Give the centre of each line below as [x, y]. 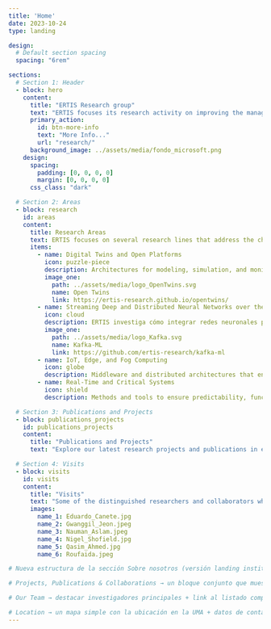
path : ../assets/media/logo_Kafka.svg [117, 337]
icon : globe [64, 367]
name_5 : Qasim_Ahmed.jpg [79, 547]
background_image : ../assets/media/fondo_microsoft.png [125, 150]
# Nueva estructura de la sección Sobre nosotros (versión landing [124, 569]
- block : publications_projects [70, 419]
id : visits [41, 479]
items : [41, 247]
